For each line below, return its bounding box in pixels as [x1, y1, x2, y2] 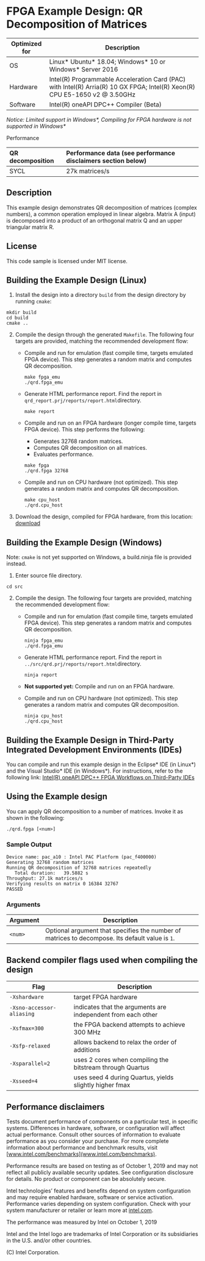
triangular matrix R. [6, 223, 54, 231]
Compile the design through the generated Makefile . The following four [15, 331, 195, 338]
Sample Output [6, 840, 52, 849]
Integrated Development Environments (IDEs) [6, 745, 182, 755]
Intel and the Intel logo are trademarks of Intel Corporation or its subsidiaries [6, 1230, 198, 1238]
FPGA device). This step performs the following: [24, 426, 145, 433]
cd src [6, 584, 23, 590]
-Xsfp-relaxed [9, 1043, 51, 1050]
